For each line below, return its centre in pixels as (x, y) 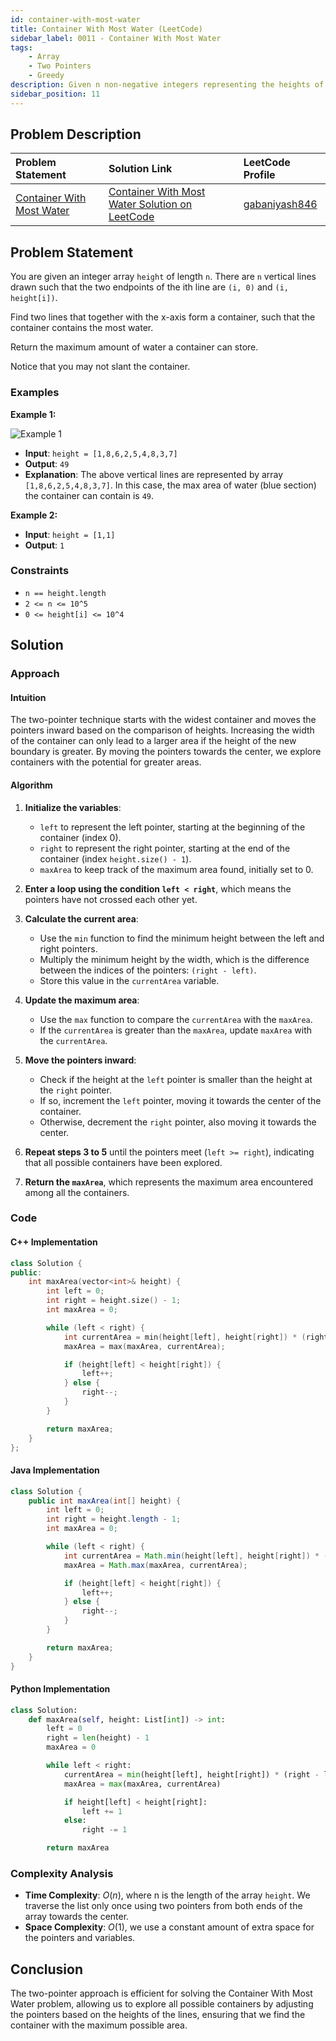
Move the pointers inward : (80, 1060)
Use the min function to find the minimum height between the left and (182, 938)
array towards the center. (77, 1917)
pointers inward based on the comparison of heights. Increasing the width (162, 730)
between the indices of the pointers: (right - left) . (148, 970)
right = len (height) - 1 (98, 1738)
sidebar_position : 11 (55, 94)
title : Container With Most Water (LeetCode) (106, 29)
